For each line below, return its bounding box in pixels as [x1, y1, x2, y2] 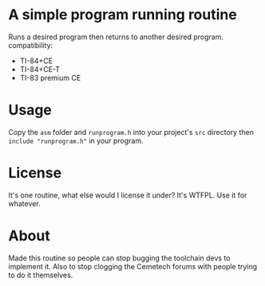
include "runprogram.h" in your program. [8, 136, 144, 145]
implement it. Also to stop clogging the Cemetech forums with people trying [8, 261, 258, 271]
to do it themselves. [8, 270, 73, 280]
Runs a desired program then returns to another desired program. [8, 32, 223, 42]
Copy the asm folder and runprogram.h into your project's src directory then [8, 127, 254, 137]
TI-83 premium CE [19, 73, 81, 82]
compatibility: [8, 40, 53, 50]
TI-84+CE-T [19, 64, 61, 73]
